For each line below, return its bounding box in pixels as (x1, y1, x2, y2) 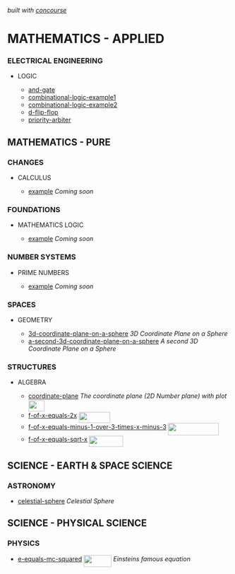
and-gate (28, 86, 55, 94)
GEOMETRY (17, 316, 53, 324)
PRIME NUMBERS (17, 268, 69, 276)
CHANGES (7, 157, 44, 167)
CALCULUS (17, 173, 52, 182)
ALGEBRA (17, 378, 47, 387)
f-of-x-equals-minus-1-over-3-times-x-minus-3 (28, 423, 167, 431)
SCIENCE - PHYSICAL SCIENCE (7, 517, 147, 529)
